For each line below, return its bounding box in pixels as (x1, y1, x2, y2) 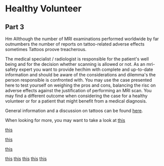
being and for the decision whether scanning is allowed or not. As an (5, 61, 145, 67)
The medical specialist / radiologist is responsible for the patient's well (5, 56, 149, 62)
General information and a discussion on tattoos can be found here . (5, 108, 143, 113)
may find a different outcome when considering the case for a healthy (5, 93, 148, 99)
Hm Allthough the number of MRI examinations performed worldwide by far (5, 36, 159, 42)
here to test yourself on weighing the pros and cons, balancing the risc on (5, 82, 156, 88)
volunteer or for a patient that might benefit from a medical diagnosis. (5, 98, 147, 104)
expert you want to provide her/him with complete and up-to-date (19, 66, 154, 72)
